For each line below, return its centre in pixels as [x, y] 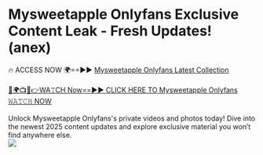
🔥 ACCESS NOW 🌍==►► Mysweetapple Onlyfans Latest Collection [119, 70]
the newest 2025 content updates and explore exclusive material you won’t [130, 126]
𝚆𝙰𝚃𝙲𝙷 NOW [30, 101]
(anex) [30, 48]
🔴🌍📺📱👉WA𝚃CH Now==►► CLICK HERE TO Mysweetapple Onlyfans [123, 90]
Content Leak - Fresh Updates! [110, 31]
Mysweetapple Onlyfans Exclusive [124, 14]
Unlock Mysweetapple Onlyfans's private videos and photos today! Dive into [132, 118]
